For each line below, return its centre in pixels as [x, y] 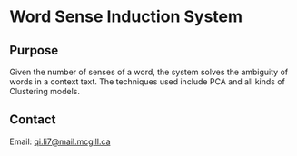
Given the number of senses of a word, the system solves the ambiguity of [149, 72]
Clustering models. [45, 91]
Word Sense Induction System [126, 17]
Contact [33, 120]
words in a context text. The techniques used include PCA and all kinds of [148, 82]
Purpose [34, 50]
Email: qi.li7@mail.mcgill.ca [60, 141]
